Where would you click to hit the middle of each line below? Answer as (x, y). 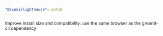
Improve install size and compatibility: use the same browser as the (73, 23)
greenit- (150, 23)
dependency (24, 28)
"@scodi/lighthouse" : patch (34, 9)
